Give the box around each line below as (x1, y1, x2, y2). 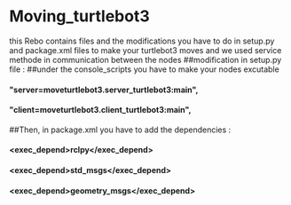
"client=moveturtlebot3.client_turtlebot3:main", (9, 105, 192, 115)
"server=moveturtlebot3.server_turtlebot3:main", (9, 84, 199, 95)
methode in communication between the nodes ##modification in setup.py (9, 54, 282, 65)
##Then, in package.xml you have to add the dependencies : (9, 124, 232, 135)
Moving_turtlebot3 (9, 6, 150, 27)
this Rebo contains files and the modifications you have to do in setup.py (9, 35, 275, 46)
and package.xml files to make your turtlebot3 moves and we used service (9, 44, 282, 55)
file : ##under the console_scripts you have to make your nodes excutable (9, 64, 279, 75)
